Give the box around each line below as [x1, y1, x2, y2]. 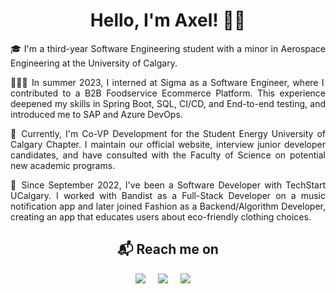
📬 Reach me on [117, 241, 219, 258]
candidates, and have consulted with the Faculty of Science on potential [10, 149, 326, 161]
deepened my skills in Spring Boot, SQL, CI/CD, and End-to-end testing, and [10, 97, 326, 109]
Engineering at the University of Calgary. [10, 57, 178, 69]
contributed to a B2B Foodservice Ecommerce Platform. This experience [10, 87, 326, 99]
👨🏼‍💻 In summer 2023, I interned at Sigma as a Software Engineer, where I [10, 76, 325, 88]
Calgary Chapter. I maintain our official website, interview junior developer [10, 138, 326, 150]
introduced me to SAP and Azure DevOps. [10, 108, 183, 120]
